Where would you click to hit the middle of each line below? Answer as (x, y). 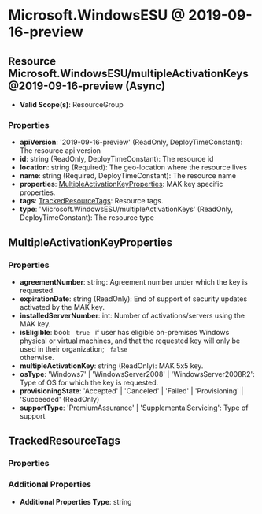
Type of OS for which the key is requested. (89, 382)
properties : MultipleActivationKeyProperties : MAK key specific (121, 184)
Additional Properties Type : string (76, 501)
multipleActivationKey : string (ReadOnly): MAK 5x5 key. (111, 366)
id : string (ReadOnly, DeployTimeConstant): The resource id (116, 159)
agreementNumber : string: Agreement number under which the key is (133, 281)
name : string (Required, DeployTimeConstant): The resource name (128, 176)
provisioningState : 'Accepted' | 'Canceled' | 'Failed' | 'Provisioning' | (131, 391)
